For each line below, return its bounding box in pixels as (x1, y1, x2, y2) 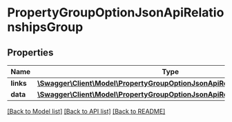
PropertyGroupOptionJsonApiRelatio (7, 5, 224, 21)
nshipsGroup (7, 19, 84, 35)
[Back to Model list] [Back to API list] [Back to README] (7, 108, 166, 115)
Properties (7, 47, 54, 58)
